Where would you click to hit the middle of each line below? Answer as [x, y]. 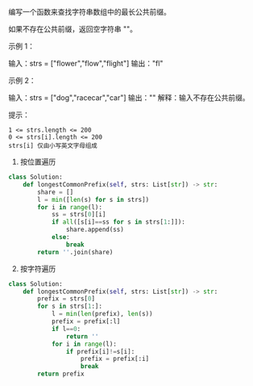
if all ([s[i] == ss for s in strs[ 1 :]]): [118, 222]
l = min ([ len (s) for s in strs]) [93, 199]
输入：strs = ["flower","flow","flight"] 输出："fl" [86, 63]
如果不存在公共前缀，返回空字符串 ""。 [73, 29]
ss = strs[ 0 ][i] [79, 215]
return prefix [61, 374]
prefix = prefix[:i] [115, 359]
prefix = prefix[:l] [86, 321]
